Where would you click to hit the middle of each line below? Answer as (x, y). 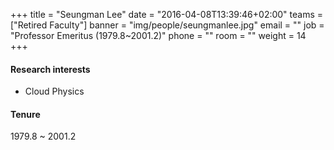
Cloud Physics (54, 91)
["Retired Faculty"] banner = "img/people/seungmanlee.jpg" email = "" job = (167, 25)
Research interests (50, 69)
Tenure (25, 114)
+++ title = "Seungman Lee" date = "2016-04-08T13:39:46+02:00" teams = (167, 14)
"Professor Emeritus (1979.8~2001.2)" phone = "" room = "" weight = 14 (158, 35)
